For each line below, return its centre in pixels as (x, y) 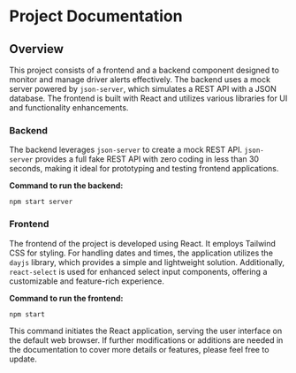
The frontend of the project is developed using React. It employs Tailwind (143, 243)
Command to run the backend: (66, 186)
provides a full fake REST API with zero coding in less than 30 (147, 159)
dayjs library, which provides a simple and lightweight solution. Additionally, (147, 262)
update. (23, 359)
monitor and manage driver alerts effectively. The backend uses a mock (140, 80)
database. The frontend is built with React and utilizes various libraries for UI (148, 98)
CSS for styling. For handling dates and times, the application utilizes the (141, 253)
